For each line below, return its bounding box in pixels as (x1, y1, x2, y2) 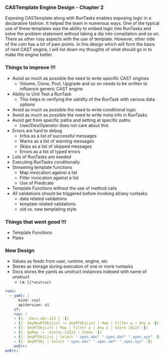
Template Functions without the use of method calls (12, 185, 117, 191)
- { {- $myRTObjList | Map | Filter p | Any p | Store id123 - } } (14, 325, 148, 330)
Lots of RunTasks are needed (12, 154, 72, 160)
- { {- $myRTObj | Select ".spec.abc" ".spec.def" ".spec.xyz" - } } (14, 339, 153, 344)
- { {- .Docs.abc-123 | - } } (14, 316, 69, 321)
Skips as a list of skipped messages (19, 143, 92, 149)
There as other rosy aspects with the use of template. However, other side (5, 36, 155, 42)
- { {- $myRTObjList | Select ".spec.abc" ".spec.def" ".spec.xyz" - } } (14, 334, 162, 339)
